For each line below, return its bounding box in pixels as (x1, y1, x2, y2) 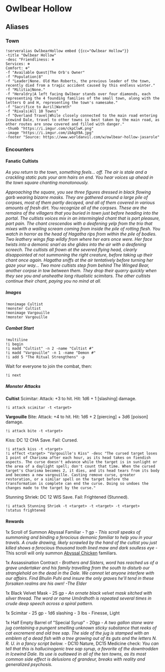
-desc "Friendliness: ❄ (5, 57, 55, 62)
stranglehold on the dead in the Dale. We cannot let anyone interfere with (5, 570, 154, 576)
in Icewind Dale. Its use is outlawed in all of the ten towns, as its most (5, 651, 146, 657)
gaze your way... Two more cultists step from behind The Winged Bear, (5, 262, 150, 268)
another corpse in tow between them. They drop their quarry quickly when (5, 268, 157, 273)
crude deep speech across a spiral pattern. (5, 601, 94, 607)
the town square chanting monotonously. (5, 180, 89, 185)
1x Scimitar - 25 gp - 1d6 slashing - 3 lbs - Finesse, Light (5, 610, 120, 616)
